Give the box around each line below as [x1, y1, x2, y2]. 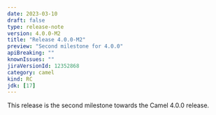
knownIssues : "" [7, 56, 55, 63]
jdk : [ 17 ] [7, 82, 36, 89]
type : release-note [7, 23, 64, 30]
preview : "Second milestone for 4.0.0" [7, 43, 124, 50]
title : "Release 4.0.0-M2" [7, 36, 86, 43]
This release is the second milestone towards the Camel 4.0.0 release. [7, 101, 210, 109]
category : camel [7, 69, 55, 76]
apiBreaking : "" [7, 50, 55, 57]
